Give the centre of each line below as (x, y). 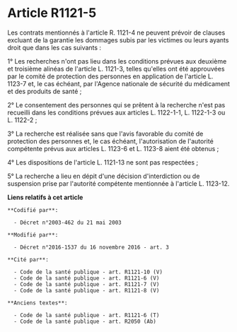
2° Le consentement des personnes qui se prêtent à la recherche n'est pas (116, 105)
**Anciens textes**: (38, 303)
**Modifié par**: (33, 235)
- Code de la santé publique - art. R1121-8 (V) (87, 290)
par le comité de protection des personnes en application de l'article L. (110, 76)
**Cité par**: (28, 259)
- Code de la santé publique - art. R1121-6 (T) (87, 315)
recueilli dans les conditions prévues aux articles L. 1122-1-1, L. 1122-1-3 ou (116, 112)
